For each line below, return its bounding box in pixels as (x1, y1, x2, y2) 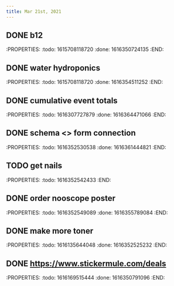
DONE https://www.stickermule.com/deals (6, 258, 166, 268)
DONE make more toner (6, 226, 94, 235)
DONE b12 (6, 31, 43, 41)
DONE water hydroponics (6, 63, 101, 73)
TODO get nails (6, 161, 63, 171)
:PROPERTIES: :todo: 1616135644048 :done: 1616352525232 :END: (6, 241, 168, 248)
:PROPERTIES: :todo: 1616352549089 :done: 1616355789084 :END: (6, 209, 168, 216)
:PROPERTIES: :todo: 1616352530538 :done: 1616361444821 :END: (6, 143, 166, 150)
